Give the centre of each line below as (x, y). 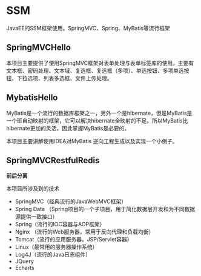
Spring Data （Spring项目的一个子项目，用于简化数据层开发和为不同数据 (105, 209)
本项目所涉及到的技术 (33, 189)
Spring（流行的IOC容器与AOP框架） (60, 224)
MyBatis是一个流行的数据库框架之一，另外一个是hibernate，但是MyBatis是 (99, 113)
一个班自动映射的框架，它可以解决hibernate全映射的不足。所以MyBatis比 (97, 120)
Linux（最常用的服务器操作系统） (56, 247)
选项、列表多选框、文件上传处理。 (70, 78)
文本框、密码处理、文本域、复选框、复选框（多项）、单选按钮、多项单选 (95, 70)
